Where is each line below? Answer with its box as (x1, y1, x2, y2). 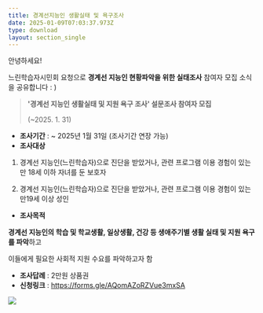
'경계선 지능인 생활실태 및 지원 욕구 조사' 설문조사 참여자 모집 (27, 99, 212, 109)
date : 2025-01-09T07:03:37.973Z (8, 19, 114, 27)
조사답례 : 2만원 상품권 (19, 271, 89, 280)
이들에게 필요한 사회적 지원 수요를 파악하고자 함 (8, 254, 153, 263)
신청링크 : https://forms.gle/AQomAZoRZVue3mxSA (19, 281, 186, 290)
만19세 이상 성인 (19, 194, 69, 204)
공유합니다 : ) (16, 83, 57, 92)
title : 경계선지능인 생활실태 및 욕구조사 (8, 11, 124, 20)
